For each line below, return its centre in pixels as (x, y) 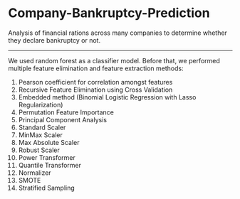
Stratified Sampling (47, 188)
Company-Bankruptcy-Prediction (109, 13)
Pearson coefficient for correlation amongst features (95, 82)
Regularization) (41, 104)
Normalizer (35, 173)
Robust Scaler (39, 150)
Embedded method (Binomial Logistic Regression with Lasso (107, 97)
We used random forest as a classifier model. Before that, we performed (114, 60)
